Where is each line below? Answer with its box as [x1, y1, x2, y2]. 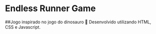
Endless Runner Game [5, 3, 96, 14]
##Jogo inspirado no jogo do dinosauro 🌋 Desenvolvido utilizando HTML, [5, 19, 152, 25]
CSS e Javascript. [5, 24, 41, 30]
